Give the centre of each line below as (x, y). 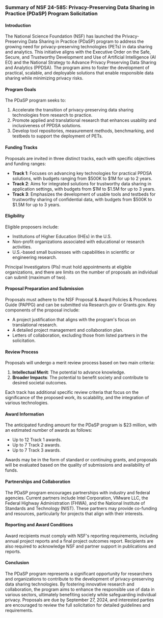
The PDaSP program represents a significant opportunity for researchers (79, 574)
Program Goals (21, 89)
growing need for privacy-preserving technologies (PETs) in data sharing (79, 47)
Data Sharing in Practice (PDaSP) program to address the (86, 41)
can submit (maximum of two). (36, 277)
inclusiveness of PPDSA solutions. (47, 126)
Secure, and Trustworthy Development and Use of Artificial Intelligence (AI (81, 57)
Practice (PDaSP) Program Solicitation (52, 13)
